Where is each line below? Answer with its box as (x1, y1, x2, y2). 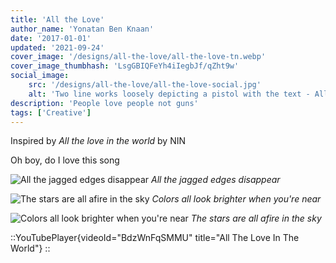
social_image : (10, 71, 70, 81)
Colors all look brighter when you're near (151, 193, 322, 205)
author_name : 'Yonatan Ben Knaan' (10, 24, 155, 34)
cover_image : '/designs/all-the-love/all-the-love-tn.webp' (10, 52, 267, 62)
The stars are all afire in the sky (190, 212, 322, 225)
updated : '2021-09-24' (10, 42, 105, 53)
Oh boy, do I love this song (10, 154, 120, 166)
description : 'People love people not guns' (10, 98, 199, 108)
